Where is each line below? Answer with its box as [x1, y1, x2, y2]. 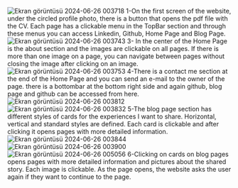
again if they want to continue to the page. [7, 172, 131, 181]
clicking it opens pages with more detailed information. [7, 128, 168, 136]
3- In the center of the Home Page [126, 37, 227, 45]
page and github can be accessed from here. [7, 89, 140, 98]
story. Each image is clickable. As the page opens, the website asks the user [7, 165, 232, 173]
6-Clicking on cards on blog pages [127, 150, 229, 158]
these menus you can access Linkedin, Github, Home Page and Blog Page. [7, 29, 226, 38]
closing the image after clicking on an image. [7, 60, 139, 67]
